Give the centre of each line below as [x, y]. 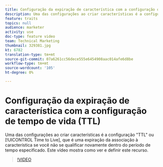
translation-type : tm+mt [30, 54]
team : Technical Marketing [32, 41]
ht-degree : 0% [19, 73]
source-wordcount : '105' [30, 68]
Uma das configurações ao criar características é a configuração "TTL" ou [80, 135]
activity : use [19, 32]
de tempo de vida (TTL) [53, 121]
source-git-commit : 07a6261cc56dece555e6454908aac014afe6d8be [69, 59]
